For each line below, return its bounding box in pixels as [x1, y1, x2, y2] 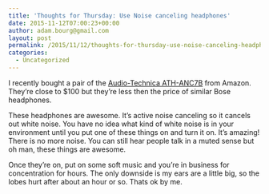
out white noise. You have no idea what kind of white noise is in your [8, 119, 235, 129]
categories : [8, 49, 48, 57]
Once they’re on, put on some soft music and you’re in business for [8, 160, 230, 169]
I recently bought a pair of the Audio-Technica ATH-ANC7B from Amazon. [8, 77, 252, 88]
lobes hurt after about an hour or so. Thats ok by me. [8, 176, 183, 186]
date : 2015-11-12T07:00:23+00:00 [8, 19, 120, 27]
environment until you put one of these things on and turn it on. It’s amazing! [8, 127, 260, 137]
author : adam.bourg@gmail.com [8, 26, 110, 34]
